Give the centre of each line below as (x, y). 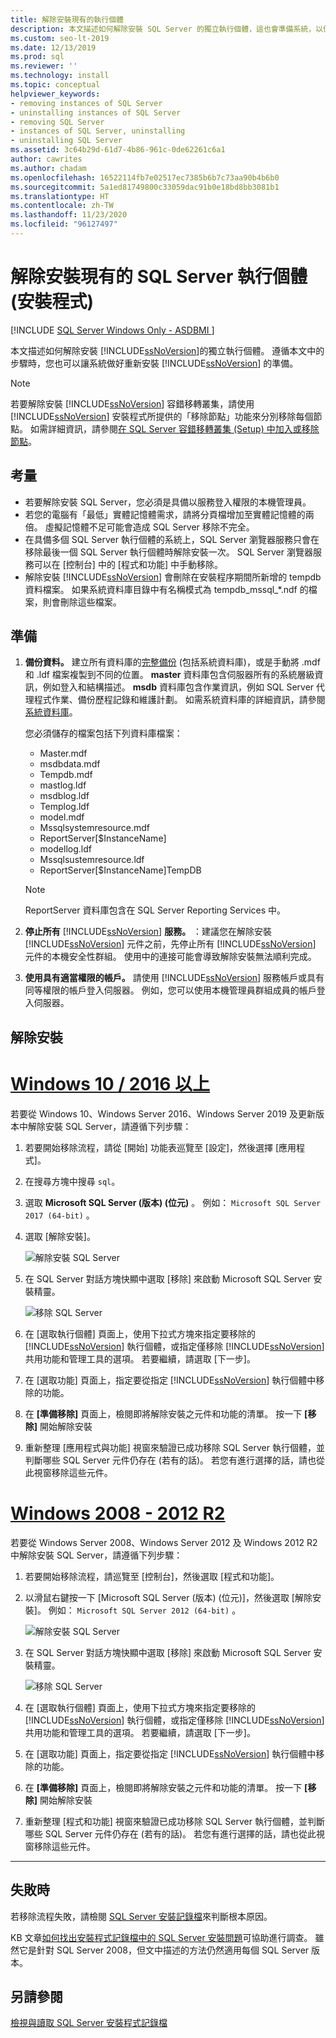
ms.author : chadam (48, 168)
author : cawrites (46, 159)
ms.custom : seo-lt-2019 (60, 38)
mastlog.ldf (63, 785)
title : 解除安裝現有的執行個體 (67, 19)
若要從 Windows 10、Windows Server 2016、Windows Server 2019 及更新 (163, 1113)
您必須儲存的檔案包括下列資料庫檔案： (103, 733)
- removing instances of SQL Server (86, 103)
